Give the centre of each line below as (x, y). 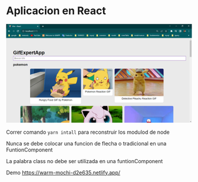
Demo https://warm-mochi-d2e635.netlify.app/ (63, 173)
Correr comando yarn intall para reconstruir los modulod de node (88, 132)
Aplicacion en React (56, 11)
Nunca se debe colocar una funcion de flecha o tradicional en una (86, 143)
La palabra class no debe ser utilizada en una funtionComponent (85, 161)
